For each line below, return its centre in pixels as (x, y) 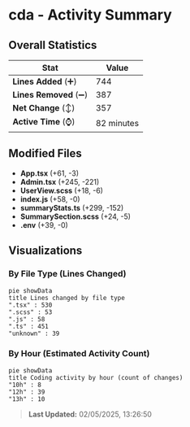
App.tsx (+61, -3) (50, 173)
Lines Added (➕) (45, 81)
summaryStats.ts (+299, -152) (72, 207)
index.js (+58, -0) (50, 199)
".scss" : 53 (30, 312)
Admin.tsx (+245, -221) (60, 181)
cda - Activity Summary (90, 15)
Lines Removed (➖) (50, 95)
